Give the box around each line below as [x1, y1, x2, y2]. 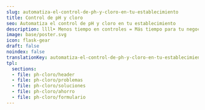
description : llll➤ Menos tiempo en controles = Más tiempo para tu [6, 26, 184, 32]
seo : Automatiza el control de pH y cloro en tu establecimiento [6, 20, 176, 26]
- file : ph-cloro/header [12, 71, 75, 78]
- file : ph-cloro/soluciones [12, 83, 86, 89]
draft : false [6, 43, 40, 50]
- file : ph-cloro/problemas [12, 77, 84, 83]
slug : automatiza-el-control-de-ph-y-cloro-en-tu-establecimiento [6, 9, 179, 15]
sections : [12, 65, 37, 72]
